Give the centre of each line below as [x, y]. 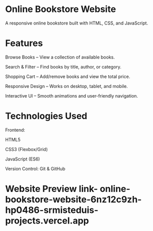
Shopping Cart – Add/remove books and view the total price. [68, 76]
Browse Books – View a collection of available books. [60, 57]
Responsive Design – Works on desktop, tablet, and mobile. [66, 86]
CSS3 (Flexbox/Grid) [27, 149]
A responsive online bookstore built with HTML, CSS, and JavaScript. [77, 23]
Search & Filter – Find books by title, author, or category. [63, 66]
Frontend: [15, 130]
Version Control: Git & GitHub [35, 168]
